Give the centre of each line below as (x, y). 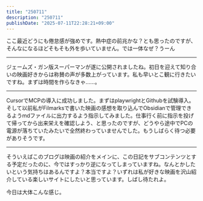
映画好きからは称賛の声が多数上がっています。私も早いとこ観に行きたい (106, 75)
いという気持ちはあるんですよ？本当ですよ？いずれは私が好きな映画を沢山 (99, 172)
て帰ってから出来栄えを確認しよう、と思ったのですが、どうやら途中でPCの (100, 123)
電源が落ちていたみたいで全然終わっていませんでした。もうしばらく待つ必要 (101, 131)
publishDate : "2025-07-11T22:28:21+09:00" (60, 23)
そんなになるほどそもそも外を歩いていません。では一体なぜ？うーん (91, 48)
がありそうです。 (27, 138)
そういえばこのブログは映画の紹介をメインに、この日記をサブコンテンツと (99, 157)
